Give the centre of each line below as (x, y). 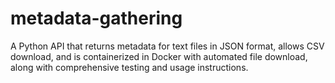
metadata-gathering (96, 18)
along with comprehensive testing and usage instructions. (129, 67)
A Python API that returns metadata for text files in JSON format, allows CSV (167, 46)
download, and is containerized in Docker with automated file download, (159, 56)
